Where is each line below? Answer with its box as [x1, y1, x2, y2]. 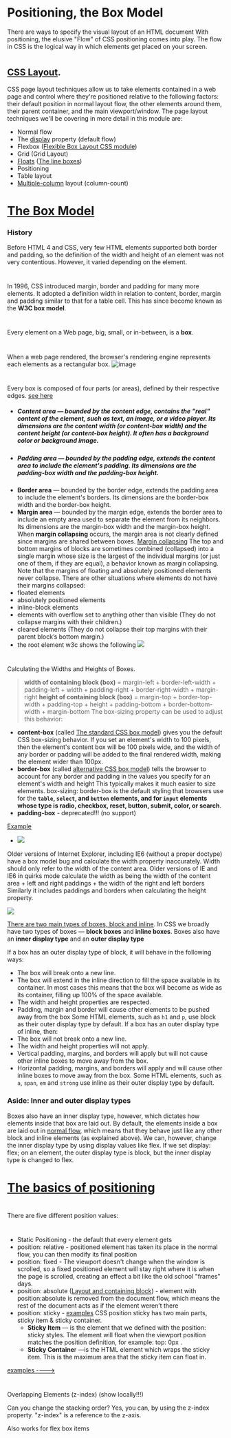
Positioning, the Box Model [7, 5, 164, 21]
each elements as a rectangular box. [7, 360, 111, 368]
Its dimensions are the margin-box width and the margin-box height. [16, 523, 211, 531]
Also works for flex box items [7, 1424, 90, 1432]
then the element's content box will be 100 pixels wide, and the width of [16, 743, 221, 751]
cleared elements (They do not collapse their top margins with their [16, 626, 208, 634]
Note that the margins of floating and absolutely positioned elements [16, 567, 212, 575]
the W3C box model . [7, 304, 67, 312]
